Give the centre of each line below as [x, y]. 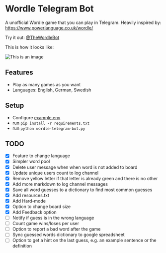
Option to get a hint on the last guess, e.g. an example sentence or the [84, 241]
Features [19, 73]
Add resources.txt [31, 195]
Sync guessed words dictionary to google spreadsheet [69, 235]
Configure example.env [36, 117]
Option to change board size [41, 206]
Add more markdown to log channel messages [60, 184]
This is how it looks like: [30, 47]
